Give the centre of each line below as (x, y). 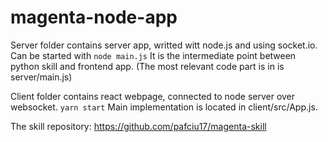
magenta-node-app (94, 17)
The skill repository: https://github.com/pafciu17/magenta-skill (138, 126)
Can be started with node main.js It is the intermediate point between (153, 55)
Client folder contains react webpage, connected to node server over (153, 96)
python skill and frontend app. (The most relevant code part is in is (147, 66)
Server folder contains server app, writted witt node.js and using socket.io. (164, 45)
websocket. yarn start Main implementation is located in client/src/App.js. (164, 107)
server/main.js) (41, 77)
